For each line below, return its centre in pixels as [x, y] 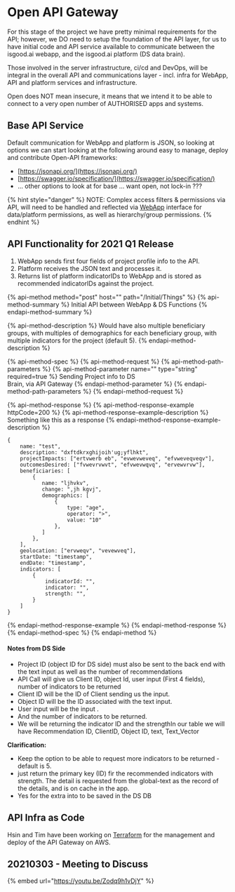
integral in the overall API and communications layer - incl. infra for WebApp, [118, 75]
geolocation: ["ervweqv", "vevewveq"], [78, 551]
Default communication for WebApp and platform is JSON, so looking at [111, 142]
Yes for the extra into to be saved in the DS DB [85, 796]
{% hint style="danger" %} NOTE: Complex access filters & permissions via [116, 199]
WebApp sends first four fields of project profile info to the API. [108, 261]
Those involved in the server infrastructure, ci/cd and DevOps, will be [108, 67]
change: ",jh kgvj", [72, 489]
